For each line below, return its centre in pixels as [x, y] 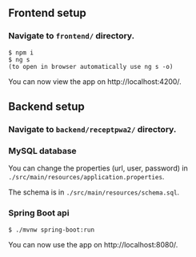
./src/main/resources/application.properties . [86, 177]
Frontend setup [47, 13]
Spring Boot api [39, 213]
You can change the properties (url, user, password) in [98, 168]
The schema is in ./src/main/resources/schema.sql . [94, 192]
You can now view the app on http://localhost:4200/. [95, 81]
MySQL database [43, 151]
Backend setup [47, 107]
